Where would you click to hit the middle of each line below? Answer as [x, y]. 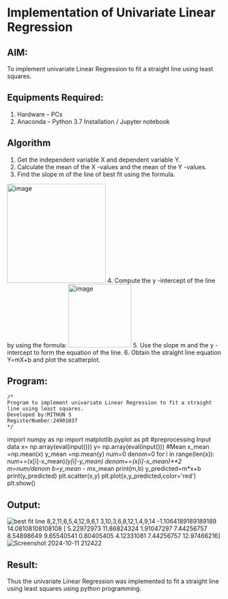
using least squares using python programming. [74, 589]
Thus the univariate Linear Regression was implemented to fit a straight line [113, 581]
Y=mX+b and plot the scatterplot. [54, 359]
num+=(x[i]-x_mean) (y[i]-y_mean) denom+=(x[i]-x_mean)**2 [95, 461]
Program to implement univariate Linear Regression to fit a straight [110, 403]
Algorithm [29, 143]
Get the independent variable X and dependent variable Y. [99, 160]
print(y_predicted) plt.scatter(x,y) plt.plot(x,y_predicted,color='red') [102, 476]
